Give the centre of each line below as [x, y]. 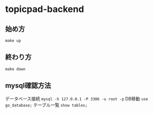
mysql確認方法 [28, 86]
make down [15, 69]
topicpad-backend [44, 9]
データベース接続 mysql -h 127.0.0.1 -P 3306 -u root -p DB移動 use [77, 98]
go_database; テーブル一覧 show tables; [46, 105]
